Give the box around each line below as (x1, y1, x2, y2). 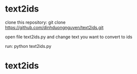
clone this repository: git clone (5, 19, 66, 25)
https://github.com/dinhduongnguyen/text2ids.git (5, 24, 104, 30)
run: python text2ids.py (5, 43, 52, 49)
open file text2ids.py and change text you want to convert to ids (5, 34, 133, 40)
